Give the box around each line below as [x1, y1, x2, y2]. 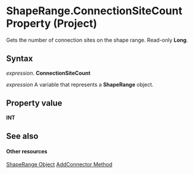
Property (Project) [6, 17, 97, 30]
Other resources [6, 147, 47, 155]
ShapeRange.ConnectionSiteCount [6, 4, 183, 18]
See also [6, 131, 39, 141]
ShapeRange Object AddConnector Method [6, 161, 113, 168]
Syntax [6, 53, 33, 64]
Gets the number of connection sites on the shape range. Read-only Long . [6, 36, 188, 43]
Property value [6, 98, 62, 108]
